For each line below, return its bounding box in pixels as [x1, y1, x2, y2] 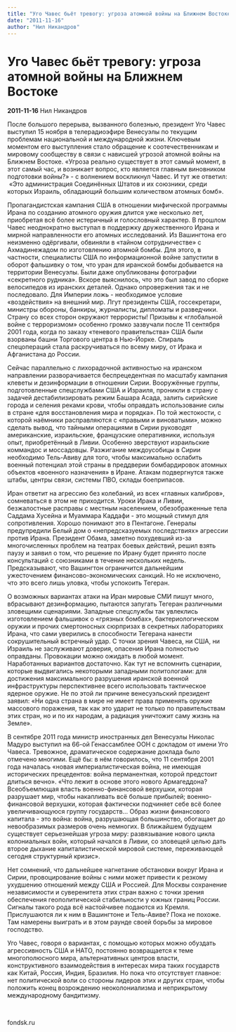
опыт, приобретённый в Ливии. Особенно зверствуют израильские [7, 438, 210, 446]
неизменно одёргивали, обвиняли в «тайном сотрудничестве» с [7, 238, 202, 246]
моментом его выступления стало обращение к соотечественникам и [7, 143, 219, 151]
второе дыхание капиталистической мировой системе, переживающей [7, 845, 223, 853]
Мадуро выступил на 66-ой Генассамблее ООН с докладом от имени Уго [7, 740, 228, 748]
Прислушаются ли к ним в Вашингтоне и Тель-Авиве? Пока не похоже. [7, 911, 221, 919]
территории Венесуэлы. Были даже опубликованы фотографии [7, 268, 197, 277]
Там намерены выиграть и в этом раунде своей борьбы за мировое [7, 918, 213, 927]
